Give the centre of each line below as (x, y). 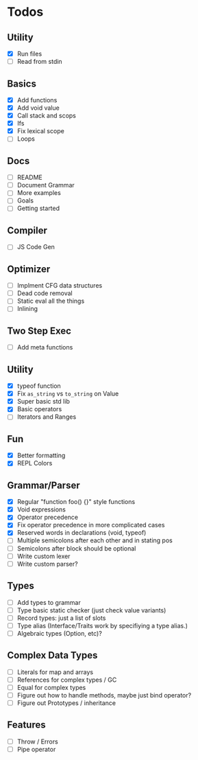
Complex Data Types (52, 655)
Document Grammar (46, 185)
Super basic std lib (43, 402)
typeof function (39, 386)
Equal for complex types (51, 687)
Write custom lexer (44, 556)
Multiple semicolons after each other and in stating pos (95, 540)
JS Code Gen (36, 247)
